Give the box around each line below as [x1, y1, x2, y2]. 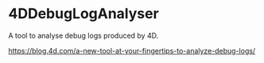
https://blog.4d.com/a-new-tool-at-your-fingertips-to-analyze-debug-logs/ [8, 46, 256, 55]
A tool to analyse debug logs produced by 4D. [8, 31, 159, 40]
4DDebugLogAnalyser [8, 5, 159, 23]
